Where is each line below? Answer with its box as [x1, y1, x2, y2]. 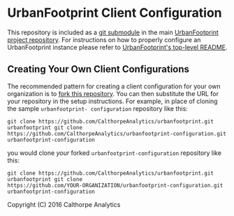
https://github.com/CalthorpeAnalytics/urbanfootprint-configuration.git [7, 130, 227, 137]
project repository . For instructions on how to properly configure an [7, 35, 201, 43]
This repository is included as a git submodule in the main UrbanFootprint [7, 28, 219, 36]
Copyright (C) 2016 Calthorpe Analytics [7, 200, 121, 208]
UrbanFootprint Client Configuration [7, 5, 222, 21]
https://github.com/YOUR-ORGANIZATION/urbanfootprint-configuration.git [7, 182, 224, 189]
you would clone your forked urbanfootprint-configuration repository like [7, 149, 222, 157]
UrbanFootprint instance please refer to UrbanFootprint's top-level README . [7, 43, 228, 51]
